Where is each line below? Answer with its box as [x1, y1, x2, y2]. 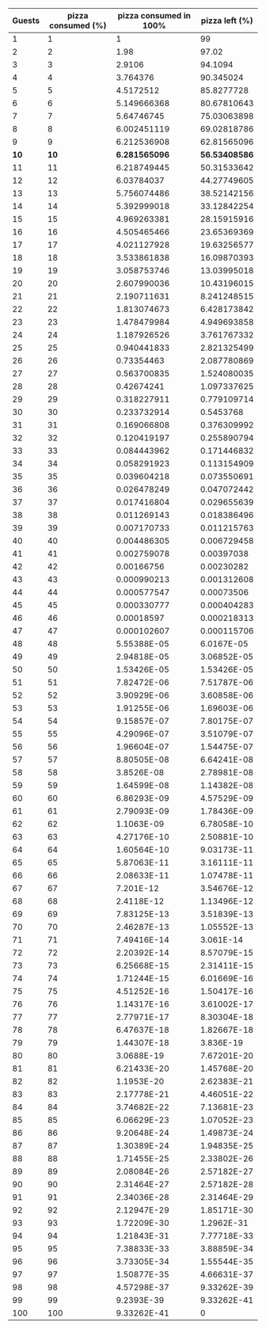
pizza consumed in [117, 10, 192, 21]
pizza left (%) [200, 15, 253, 26]
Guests [12, 15, 40, 26]
